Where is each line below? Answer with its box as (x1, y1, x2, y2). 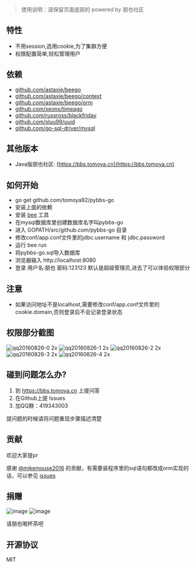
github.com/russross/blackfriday (15, 111, 97, 119)
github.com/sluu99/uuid (15, 118, 76, 125)
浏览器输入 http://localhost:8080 (15, 256, 96, 264)
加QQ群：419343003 (15, 402, 68, 409)
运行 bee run (15, 241, 47, 249)
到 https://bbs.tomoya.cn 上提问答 (15, 387, 100, 394)
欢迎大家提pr (6, 451, 38, 459)
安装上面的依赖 (15, 204, 53, 211)
